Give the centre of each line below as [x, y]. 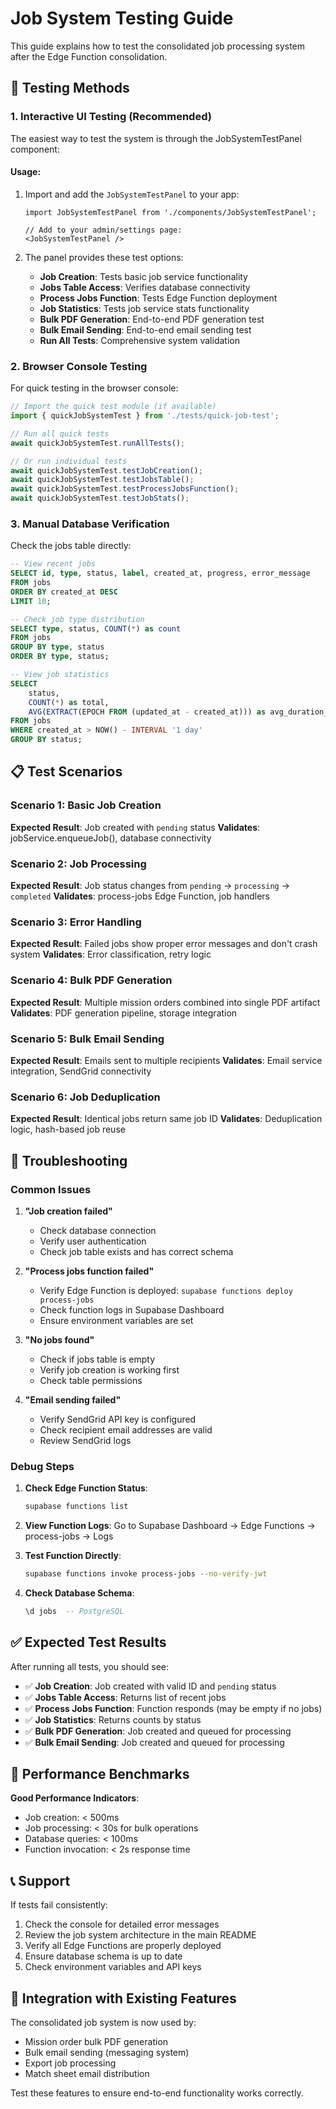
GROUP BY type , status [57, 647]
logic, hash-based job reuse [68, 1129]
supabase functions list [76, 1507]
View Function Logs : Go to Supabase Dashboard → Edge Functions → [170, 1526]
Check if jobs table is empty [97, 1359]
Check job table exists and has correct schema [136, 1251]
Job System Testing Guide [122, 18]
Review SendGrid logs [85, 1440]
